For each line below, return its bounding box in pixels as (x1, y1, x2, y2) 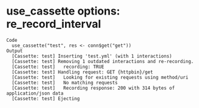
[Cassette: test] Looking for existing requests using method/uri (12, 74, 189, 80)
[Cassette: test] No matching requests (12, 79, 118, 86)
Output (6, 47, 23, 54)
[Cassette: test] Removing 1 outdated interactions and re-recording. (12, 58, 194, 64)
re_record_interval (6, 17, 101, 31)
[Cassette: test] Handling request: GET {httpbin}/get (12, 69, 153, 75)
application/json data (6, 90, 64, 96)
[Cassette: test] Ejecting (12, 95, 80, 101)
